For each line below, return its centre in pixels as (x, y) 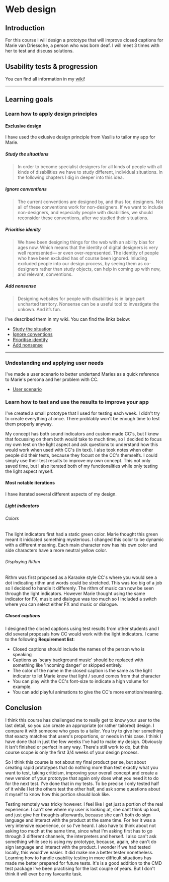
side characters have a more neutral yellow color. (56, 550)
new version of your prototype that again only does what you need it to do (82, 778)
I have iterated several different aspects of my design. (61, 494)
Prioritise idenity (23, 229)
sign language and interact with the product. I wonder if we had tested (78, 847)
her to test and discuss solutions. (39, 51)
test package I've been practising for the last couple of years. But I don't (80, 868)
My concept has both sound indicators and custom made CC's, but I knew (82, 433)
